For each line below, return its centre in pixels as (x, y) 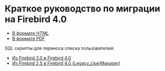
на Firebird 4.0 (36, 19)
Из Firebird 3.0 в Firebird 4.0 (41, 57)
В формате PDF (28, 38)
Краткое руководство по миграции (82, 9)
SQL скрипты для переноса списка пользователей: (60, 48)
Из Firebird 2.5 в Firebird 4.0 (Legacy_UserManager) (66, 63)
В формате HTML (30, 33)
